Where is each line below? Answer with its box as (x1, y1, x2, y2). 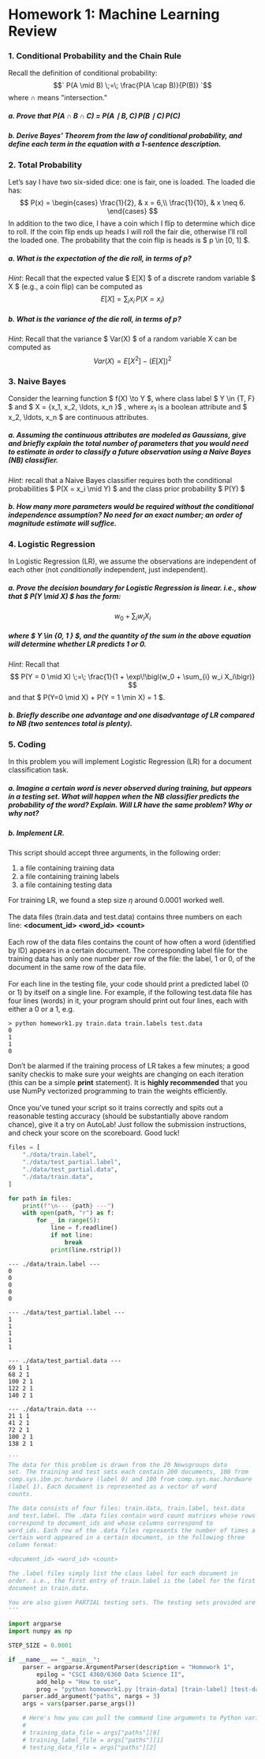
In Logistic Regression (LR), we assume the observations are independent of (8, 556, 256, 566)
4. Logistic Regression (8, 538, 96, 549)
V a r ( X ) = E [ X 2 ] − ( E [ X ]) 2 (93, 354, 172, 365)
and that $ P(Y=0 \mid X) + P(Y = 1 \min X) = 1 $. (8, 692, 166, 702)
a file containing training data (19, 863, 115, 873)
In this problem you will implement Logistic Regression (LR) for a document (8, 757, 252, 766)
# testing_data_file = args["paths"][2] (22, 1743, 157, 1751)
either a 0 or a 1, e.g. (8, 1005, 75, 1014)
